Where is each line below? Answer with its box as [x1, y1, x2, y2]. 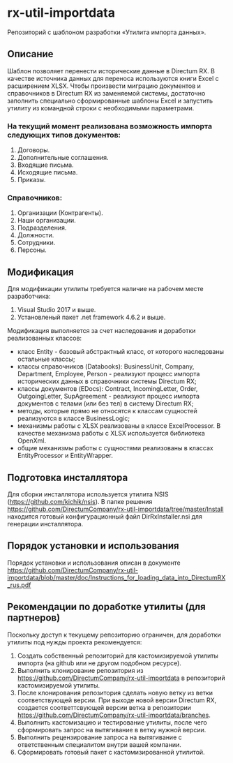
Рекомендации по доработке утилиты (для [7, 601, 206, 613]
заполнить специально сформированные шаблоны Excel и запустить [7, 96, 213, 105]
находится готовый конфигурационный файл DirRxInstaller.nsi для [7, 512, 202, 521]
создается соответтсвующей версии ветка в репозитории [17, 703, 192, 711]
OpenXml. [17, 436, 47, 445]
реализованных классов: [7, 334, 82, 343]
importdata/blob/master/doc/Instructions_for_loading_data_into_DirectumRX [7, 573, 226, 581]
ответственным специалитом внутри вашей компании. [17, 740, 181, 748]
